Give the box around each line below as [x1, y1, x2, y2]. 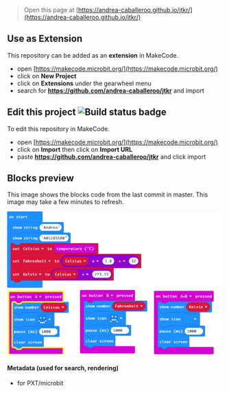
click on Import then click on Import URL [16, 145, 133, 153]
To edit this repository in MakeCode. [7, 124, 110, 133]
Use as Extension [7, 33, 83, 45]
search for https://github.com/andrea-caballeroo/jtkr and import [16, 86, 204, 95]
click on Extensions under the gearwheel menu [16, 79, 152, 87]
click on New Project [16, 71, 77, 80]
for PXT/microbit [16, 379, 64, 388]
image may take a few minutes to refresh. [7, 198, 124, 206]
